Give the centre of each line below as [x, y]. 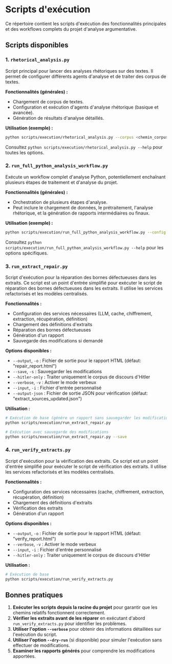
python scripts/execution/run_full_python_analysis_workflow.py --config [86, 232]
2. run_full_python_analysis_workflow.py [57, 166]
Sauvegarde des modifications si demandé [58, 340]
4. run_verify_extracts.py [38, 450]
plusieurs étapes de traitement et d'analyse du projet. [62, 182]
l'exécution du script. [35, 635]
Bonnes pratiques [34, 595]
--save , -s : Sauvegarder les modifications [57, 371]
